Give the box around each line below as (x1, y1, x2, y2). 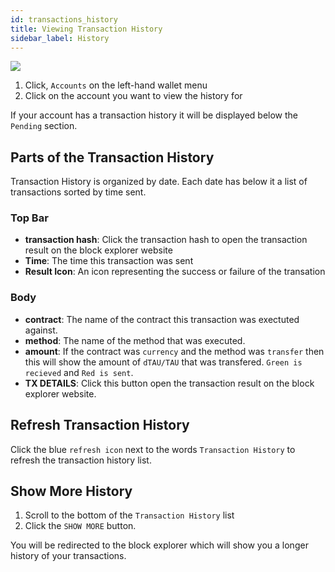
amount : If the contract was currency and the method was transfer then (24, 345, 325, 357)
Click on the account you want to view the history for (24, 90, 243, 102)
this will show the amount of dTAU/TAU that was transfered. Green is (24, 356, 303, 368)
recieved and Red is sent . (24, 366, 134, 378)
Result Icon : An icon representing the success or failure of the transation (24, 266, 326, 278)
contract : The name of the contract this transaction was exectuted (24, 313, 300, 325)
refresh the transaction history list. (10, 454, 152, 466)
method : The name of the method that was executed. (24, 334, 246, 346)
